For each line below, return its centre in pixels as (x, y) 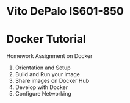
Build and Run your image (48, 74)
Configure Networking (43, 94)
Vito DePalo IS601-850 (65, 11)
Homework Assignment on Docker (49, 56)
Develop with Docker (42, 87)
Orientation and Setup (43, 68)
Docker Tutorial (46, 39)
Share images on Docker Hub (52, 81)
